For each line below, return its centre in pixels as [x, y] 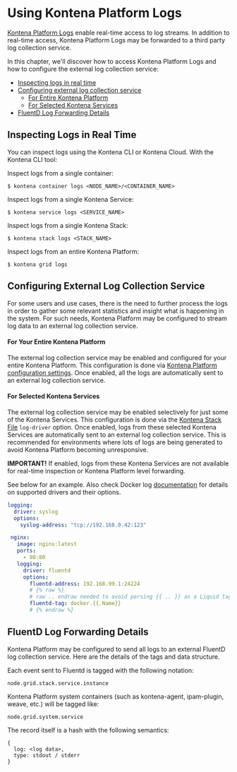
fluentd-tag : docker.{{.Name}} [75, 604]
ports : [26, 551]
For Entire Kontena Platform [68, 98]
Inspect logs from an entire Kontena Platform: [73, 251]
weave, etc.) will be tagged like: [53, 704]
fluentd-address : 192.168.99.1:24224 [85, 584]
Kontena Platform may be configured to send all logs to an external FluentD [116, 649]
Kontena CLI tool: [32, 159]
